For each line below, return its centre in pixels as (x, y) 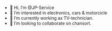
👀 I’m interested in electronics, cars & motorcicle (58, 13)
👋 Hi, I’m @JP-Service (32, 8)
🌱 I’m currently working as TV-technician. (51, 18)
